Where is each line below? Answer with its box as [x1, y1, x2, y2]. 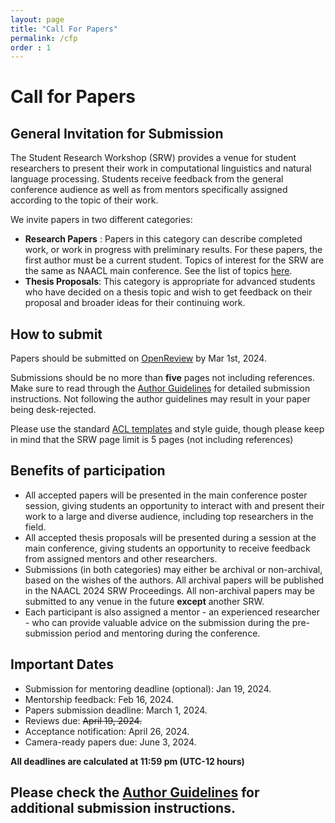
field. [24, 521, 47, 533]
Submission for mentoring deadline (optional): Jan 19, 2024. [24, 682, 272, 695]
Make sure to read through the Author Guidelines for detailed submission [10, 382, 311, 395]
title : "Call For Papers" [10, 24, 118, 34]
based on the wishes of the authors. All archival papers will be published [24, 574, 325, 586]
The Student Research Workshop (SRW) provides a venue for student [10, 152, 297, 164]
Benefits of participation [10, 462, 166, 480]
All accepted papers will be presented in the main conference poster [24, 489, 308, 501]
